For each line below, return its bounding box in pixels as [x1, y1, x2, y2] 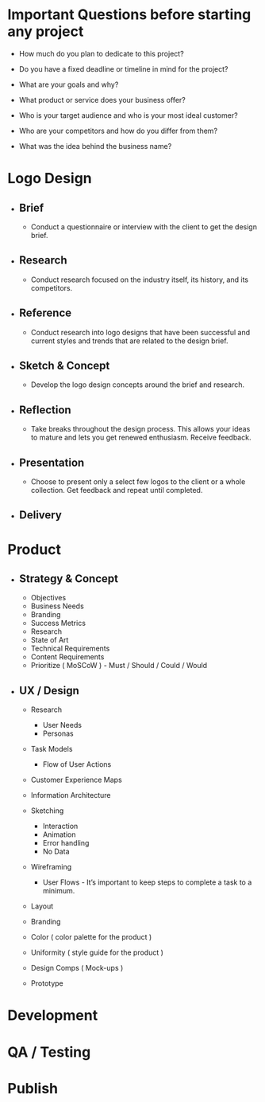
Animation [42, 830, 76, 839]
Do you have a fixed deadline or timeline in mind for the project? [18, 64, 229, 73]
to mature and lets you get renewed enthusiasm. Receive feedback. [30, 432, 252, 443]
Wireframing [30, 862, 72, 872]
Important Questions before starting [7, 6, 252, 24]
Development [7, 1006, 98, 1025]
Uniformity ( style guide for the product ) [30, 948, 164, 957]
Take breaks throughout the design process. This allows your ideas [30, 424, 251, 434]
